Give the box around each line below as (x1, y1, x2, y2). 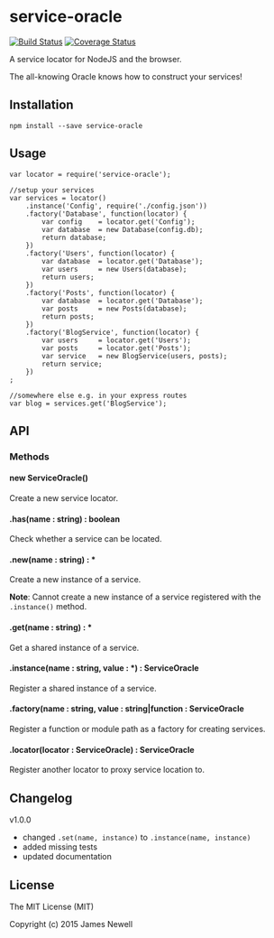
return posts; (41, 311, 95, 321)
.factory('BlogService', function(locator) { (25, 328, 200, 337)
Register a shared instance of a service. (9, 683, 157, 693)
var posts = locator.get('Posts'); (41, 343, 192, 353)
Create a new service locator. (9, 493, 119, 504)
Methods (9, 450, 50, 462)
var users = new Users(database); (41, 265, 187, 274)
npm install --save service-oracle (9, 121, 143, 130)
